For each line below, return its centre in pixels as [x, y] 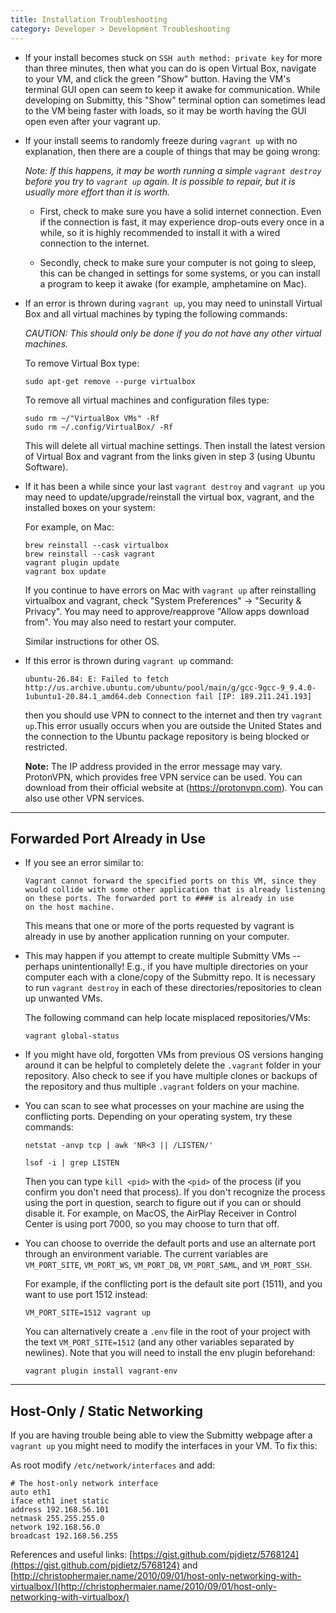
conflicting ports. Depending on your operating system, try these [158, 1117]
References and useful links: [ [71, 1555]
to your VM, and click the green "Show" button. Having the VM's [157, 78]
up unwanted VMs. [63, 998]
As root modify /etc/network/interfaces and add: [113, 1465]
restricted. [46, 747]
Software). [46, 467]
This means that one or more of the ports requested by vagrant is [159, 926]
